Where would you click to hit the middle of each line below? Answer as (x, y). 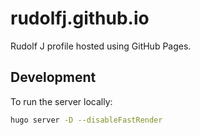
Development (53, 77)
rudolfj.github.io (80, 18)
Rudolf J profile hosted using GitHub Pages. (101, 46)
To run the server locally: (61, 101)
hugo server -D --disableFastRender (86, 120)
